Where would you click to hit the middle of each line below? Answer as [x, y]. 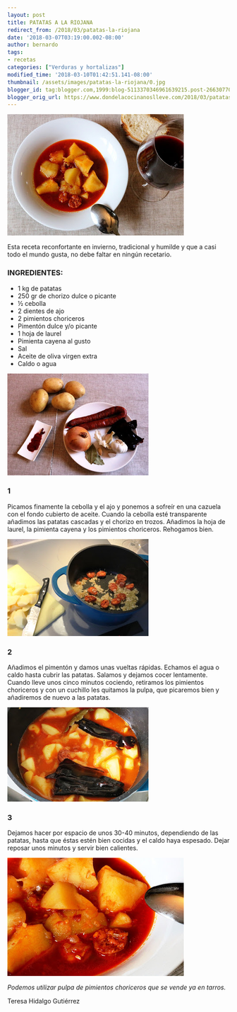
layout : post [26, 15]
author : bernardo [33, 45]
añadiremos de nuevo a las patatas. [59, 698]
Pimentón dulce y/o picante [57, 326]
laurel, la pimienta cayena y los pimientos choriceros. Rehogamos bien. [110, 529]
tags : [15, 52]
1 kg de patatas [39, 288]
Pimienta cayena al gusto [54, 341]
